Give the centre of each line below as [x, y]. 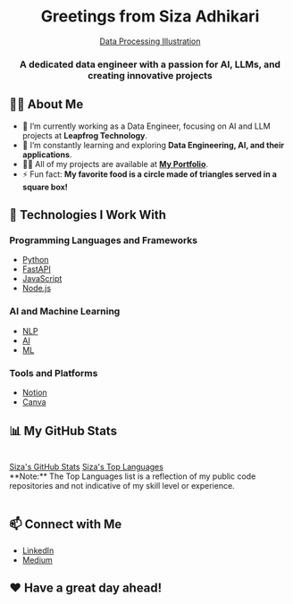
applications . [47, 155]
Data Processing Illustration [150, 41]
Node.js [37, 289]
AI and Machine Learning [65, 312]
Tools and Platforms [54, 373]
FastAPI [36, 269]
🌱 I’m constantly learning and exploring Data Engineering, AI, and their [153, 145]
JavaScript [42, 279]
